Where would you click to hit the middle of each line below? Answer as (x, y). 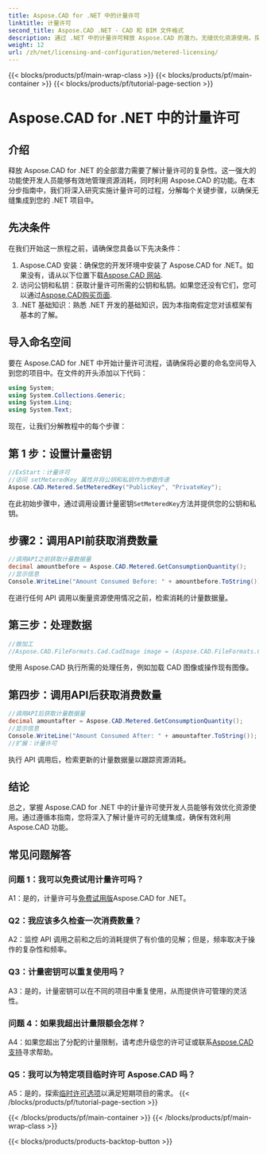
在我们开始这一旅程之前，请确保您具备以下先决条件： (95, 248)
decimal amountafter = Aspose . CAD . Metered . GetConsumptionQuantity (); (126, 721)
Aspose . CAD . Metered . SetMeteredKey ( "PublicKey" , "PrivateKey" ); (115, 487)
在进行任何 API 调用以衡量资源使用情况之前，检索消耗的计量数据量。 (120, 597)
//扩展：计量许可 (33, 743)
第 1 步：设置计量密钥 (60, 453)
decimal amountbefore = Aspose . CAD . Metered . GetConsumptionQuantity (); (128, 567)
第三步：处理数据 (50, 625)
